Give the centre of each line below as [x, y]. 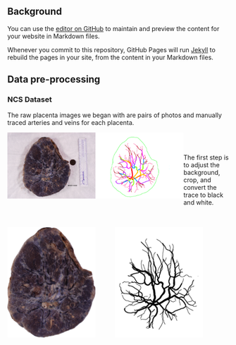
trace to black [204, 195]
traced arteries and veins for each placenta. [71, 122]
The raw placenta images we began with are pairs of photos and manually [114, 115]
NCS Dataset [30, 99]
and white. [199, 202]
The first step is [206, 157]
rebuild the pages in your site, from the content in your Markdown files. [110, 57]
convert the [200, 187]
